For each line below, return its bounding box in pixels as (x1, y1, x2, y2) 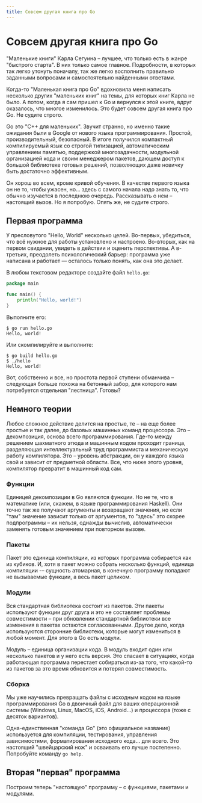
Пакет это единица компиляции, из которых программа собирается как (6, 554, 192, 562)
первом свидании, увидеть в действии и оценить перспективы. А (6, 244, 176, 252)
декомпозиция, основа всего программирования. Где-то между (6, 433, 173, 440)
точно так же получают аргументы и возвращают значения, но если (6, 506, 182, 513)
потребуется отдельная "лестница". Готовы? (6, 386, 121, 394)
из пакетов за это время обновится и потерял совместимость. (6, 665, 168, 672)
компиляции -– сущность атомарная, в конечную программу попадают (6, 567, 191, 574)
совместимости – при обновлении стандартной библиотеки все (6, 615, 171, 622)
